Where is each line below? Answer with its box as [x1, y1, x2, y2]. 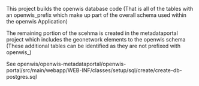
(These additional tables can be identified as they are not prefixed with [6, 42, 181, 49]
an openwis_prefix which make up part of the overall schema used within [6, 11, 187, 19]
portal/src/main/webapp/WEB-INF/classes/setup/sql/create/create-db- [6, 67, 182, 74]
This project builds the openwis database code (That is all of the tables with [6, 5, 194, 12]
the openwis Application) [6, 18, 68, 25]
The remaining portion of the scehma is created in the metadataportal [6, 29, 178, 37]
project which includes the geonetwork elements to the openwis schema [6, 36, 186, 43]
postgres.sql [6, 73, 37, 80]
